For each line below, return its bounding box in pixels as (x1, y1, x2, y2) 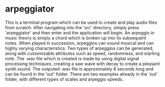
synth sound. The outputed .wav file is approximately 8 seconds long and (5, 66, 154, 71)
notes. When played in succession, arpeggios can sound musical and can (5, 40, 154, 46)
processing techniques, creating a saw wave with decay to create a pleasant (5, 61, 160, 67)
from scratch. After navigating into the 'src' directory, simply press (5, 24, 139, 30)
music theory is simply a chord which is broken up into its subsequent (5, 35, 146, 41)
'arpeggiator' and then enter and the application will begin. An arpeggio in (5, 30, 155, 35)
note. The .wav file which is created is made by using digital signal (5, 55, 139, 61)
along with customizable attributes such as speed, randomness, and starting (5, 50, 160, 56)
